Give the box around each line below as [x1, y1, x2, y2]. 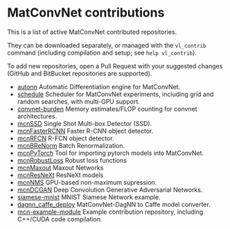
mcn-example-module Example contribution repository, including [17, 208, 204, 216]
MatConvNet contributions [7, 5, 165, 21]
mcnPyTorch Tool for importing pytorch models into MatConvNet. [17, 149, 204, 157]
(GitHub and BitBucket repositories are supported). [7, 69, 152, 77]
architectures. [17, 112, 57, 120]
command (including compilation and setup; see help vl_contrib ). [7, 48, 197, 57]
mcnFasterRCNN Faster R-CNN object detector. [17, 127, 154, 135]
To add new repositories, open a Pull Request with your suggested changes [7, 62, 223, 70]
